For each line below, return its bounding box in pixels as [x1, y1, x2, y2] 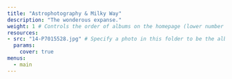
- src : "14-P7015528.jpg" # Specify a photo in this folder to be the [7, 36, 215, 43]
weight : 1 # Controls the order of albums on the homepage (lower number [7, 23, 224, 30]
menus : [7, 55, 26, 62]
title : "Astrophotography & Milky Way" [7, 10, 122, 17]
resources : [7, 29, 39, 36]
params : [13, 42, 36, 49]
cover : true [19, 49, 54, 56]
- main [13, 61, 32, 68]
